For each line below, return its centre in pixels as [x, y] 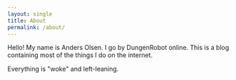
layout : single [30, 14]
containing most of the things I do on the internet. [80, 55]
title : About [27, 21]
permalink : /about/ [36, 27]
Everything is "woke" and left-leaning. [63, 69]
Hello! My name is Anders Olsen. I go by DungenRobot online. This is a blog [118, 48]
